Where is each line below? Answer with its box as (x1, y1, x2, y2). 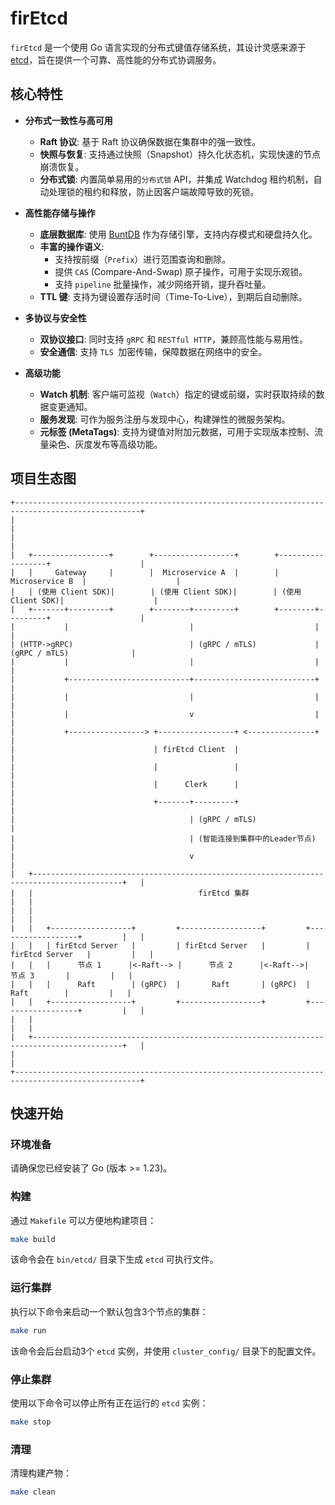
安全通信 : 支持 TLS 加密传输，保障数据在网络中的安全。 (39, 345, 268, 357)
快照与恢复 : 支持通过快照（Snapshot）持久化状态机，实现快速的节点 (39, 148, 321, 160)
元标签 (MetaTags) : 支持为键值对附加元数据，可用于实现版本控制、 (39, 425, 315, 437)
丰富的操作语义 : (39, 240, 105, 252)
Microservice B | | (10, 576, 182, 586)
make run (10, 1325, 47, 1336)
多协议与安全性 (24, 312, 87, 324)
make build (10, 1234, 56, 1244)
